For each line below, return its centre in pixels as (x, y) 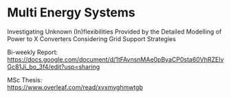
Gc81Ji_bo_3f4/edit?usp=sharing (54, 66)
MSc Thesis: (25, 79)
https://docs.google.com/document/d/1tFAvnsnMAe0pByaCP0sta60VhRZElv (115, 59)
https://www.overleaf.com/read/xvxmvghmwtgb (75, 87)
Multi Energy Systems (71, 13)
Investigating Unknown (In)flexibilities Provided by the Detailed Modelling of (114, 32)
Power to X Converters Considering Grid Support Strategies (92, 38)
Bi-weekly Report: (33, 52)
